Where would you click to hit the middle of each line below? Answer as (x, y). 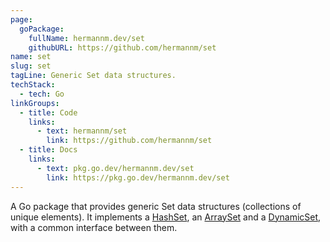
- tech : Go (42, 94)
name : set (31, 57)
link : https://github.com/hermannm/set (129, 141)
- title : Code (48, 112)
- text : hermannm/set (82, 131)
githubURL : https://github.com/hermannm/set (122, 47)
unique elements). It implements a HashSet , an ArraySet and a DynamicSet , (166, 217)
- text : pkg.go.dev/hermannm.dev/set (115, 168)
